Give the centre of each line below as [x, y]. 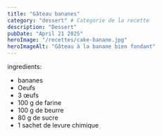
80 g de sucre [38, 118]
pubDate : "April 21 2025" [45, 33]
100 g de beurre [40, 110]
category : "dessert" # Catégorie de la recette [79, 20]
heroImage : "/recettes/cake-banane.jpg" [68, 40]
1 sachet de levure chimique [58, 125]
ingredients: [25, 67]
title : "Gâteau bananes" [44, 14]
